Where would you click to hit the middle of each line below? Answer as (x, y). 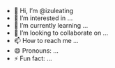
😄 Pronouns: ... (36, 51)
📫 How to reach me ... (46, 41)
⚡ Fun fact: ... (33, 58)
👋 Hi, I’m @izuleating (44, 11)
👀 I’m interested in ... (43, 18)
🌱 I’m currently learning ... (51, 25)
